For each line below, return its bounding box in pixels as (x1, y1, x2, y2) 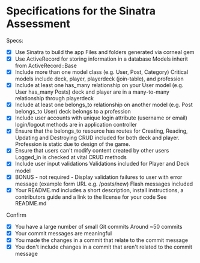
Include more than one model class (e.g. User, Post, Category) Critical (14, 68, 189, 76)
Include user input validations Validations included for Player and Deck (14, 160, 190, 168)
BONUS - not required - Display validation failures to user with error (14, 173, 183, 181)
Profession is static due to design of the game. (14, 141, 130, 148)
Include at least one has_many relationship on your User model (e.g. (14, 82, 184, 89)
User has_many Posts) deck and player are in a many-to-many (14, 88, 170, 95)
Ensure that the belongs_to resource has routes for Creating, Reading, (14, 127, 188, 135)
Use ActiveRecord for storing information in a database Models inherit (14, 55, 188, 62)
